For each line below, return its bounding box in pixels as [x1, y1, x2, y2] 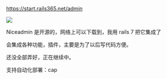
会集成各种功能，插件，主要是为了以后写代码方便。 [6, 41, 132, 48]
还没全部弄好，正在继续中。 [6, 53, 75, 61]
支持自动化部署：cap [6, 67, 58, 73]
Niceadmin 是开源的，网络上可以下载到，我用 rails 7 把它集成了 [6, 29, 162, 35]
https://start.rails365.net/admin [6, 5, 83, 12]
